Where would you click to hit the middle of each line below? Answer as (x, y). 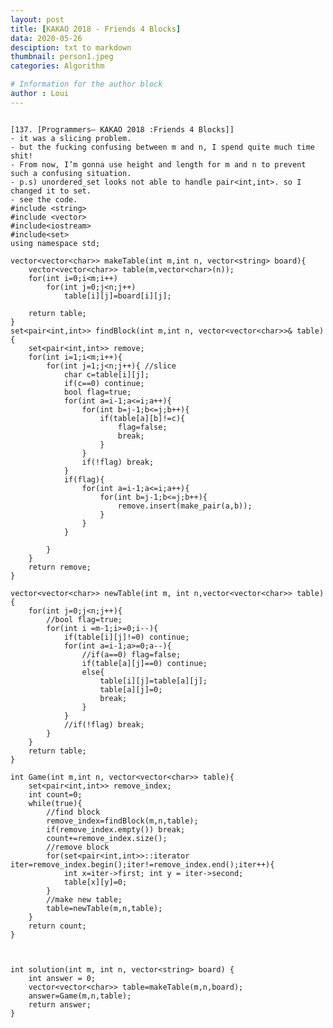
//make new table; (84, 899)
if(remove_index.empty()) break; (116, 829)
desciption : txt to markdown (71, 47)
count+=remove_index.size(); (107, 838)
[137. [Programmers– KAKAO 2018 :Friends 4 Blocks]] (122, 129)
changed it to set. (51, 191)
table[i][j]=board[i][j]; (117, 296)
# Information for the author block (86, 84)
